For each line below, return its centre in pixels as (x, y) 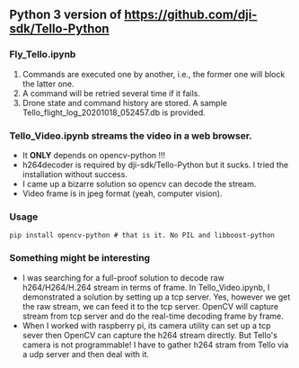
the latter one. (48, 84)
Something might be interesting (80, 258)
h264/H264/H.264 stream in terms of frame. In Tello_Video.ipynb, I (146, 287)
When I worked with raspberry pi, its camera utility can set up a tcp (146, 325)
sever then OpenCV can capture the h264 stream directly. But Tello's (150, 335)
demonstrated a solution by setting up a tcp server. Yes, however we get (156, 297)
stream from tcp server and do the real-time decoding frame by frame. (153, 316)
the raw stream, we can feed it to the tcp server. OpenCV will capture (150, 306)
